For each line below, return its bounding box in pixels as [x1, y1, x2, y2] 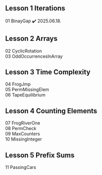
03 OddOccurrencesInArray [5, 53, 63, 59]
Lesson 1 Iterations [5, 4, 65, 13]
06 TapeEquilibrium [5, 92, 46, 98]
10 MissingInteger [5, 136, 42, 142]
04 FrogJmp [5, 81, 31, 88]
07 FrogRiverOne [5, 120, 40, 126]
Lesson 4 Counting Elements [5, 106, 97, 115]
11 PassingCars [5, 164, 36, 170]
